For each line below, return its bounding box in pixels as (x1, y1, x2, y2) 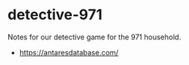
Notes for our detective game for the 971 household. (7, 32, 182, 42)
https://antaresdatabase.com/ (19, 47, 119, 57)
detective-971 (7, 6, 103, 24)
